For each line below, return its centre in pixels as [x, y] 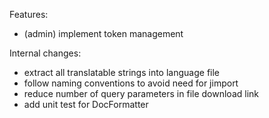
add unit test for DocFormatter [86, 104]
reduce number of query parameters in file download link [141, 93]
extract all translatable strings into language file [122, 72]
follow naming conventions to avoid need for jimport [131, 83]
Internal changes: [45, 53]
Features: [29, 14]
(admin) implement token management [103, 33]
